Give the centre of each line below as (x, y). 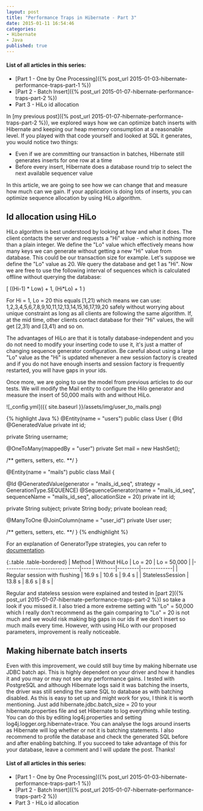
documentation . (26, 550)
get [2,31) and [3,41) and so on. (45, 326)
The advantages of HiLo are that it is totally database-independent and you (100, 338)
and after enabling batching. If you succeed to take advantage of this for (97, 743)
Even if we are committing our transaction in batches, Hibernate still (100, 154)
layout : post (23, 12)
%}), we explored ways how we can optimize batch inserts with (118, 123)
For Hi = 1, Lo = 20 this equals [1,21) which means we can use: (84, 300)
